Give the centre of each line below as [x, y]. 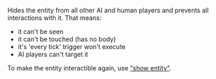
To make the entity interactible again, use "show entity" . [89, 68]
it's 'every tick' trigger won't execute [72, 47]
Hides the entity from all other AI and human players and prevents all [108, 10]
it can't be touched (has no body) [67, 39]
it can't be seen [41, 32]
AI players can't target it [53, 54]
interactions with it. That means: [55, 18]
